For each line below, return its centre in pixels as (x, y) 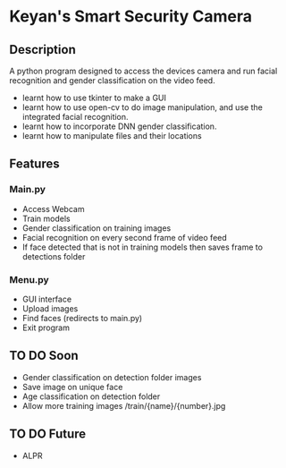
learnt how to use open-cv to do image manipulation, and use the (143, 107)
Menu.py (29, 279)
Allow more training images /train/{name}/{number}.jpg (124, 405)
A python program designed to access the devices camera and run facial (143, 71)
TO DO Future (48, 434)
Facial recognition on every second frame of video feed (125, 237)
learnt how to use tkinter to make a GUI (94, 98)
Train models (46, 218)
